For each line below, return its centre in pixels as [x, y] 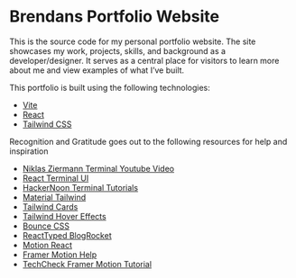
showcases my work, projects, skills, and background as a [118, 50]
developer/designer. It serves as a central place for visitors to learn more [144, 60]
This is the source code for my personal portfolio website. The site [133, 41]
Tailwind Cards [50, 206]
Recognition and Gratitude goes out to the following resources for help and [148, 141]
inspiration [29, 151]
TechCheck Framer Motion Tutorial [87, 264]
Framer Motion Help [60, 255]
